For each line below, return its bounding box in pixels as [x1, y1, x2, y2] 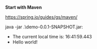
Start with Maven [5, 5, 42, 10]
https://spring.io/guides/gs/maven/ [5, 14, 78, 20]
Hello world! [12, 39, 38, 45]
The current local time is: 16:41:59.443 [12, 34, 92, 39]
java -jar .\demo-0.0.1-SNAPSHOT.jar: [5, 24, 83, 30]
